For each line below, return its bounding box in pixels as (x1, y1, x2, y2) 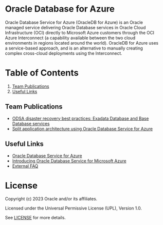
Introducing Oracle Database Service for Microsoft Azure (12, 158, 127, 163)
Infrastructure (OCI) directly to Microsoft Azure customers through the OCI (5, 30, 155, 35)
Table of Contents (5, 67, 79, 79)
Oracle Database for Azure (5, 3, 115, 15)
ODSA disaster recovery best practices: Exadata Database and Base (12, 115, 149, 121)
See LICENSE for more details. (5, 215, 66, 221)
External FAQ (12, 163, 38, 169)
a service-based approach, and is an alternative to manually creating (5, 45, 143, 51)
